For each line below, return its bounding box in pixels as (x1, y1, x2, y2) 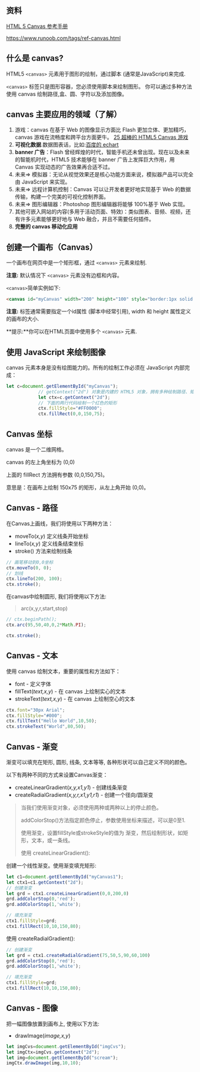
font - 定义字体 (14, 680, 52, 687)
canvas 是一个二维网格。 (6, 446, 67, 453)
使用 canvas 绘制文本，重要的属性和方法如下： (6, 668, 121, 675)
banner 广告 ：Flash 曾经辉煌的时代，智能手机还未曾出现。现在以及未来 (14, 148, 190, 156)
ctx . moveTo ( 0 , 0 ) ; (6, 565, 52, 571)
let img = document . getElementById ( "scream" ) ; (6, 1055, 118, 1061)
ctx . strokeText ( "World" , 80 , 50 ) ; (6, 724, 86, 730)
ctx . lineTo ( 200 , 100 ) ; (6, 576, 62, 582)
